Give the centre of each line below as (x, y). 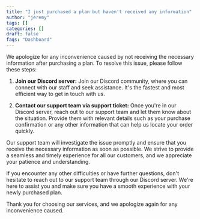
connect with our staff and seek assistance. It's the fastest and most (99, 87)
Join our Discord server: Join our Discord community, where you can (101, 81)
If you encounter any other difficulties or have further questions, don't (92, 173)
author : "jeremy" (28, 17)
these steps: (22, 69)
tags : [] (17, 23)
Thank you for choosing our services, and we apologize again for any (92, 204)
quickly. (25, 131)
